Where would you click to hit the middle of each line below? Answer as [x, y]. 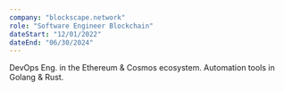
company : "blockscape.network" [67, 17]
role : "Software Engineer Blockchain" [81, 26]
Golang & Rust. [37, 78]
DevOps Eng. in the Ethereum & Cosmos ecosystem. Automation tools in [142, 68]
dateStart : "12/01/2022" [55, 34]
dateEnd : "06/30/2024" [51, 42]
